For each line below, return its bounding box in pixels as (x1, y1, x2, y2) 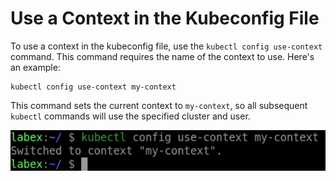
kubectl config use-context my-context (10, 82, 177, 92)
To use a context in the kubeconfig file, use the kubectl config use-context (10, 40, 323, 52)
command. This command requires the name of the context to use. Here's (10, 50, 315, 62)
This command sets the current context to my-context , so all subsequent (10, 99, 308, 111)
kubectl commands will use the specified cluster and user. (10, 110, 251, 122)
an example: (10, 61, 61, 73)
